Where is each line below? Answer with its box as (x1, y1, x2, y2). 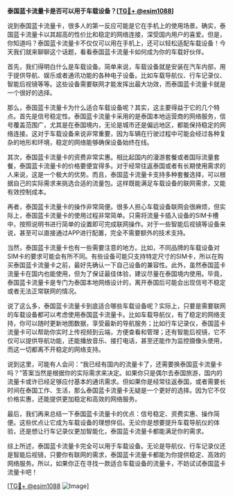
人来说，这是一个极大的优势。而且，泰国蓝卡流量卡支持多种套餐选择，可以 (7, 171, 220, 178)
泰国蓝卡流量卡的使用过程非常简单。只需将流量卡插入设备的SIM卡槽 (25, 212, 219, 219)
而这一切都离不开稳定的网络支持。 (7, 345, 105, 354)
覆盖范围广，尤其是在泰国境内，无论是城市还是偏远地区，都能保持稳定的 (12, 121, 220, 129)
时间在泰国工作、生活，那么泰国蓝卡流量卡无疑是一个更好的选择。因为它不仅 (7, 386, 226, 394)
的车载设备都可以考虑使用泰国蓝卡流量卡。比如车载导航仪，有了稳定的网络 (7, 310, 220, 319)
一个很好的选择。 (7, 88, 56, 97)
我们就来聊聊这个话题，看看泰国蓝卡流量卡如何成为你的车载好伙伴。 (12, 48, 208, 56)
